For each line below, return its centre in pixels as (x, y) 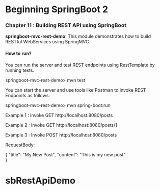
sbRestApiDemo (40, 181)
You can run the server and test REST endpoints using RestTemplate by (80, 65)
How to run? (18, 53)
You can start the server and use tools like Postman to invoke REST (76, 90)
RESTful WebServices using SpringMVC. (48, 42)
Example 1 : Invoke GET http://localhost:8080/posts (59, 115)
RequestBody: (20, 145)
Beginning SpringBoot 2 (57, 9)
